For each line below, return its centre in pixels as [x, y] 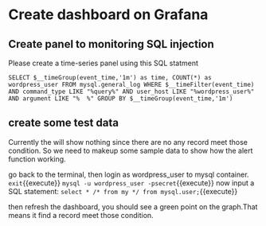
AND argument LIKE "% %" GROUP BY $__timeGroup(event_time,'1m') [121, 99]
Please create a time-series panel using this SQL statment [104, 63]
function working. [37, 159]
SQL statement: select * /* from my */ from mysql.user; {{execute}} [123, 191]
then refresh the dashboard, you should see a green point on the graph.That [133, 207]
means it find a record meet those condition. [81, 215]
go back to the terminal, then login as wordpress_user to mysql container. [129, 174]
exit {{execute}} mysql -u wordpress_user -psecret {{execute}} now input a [131, 183]
